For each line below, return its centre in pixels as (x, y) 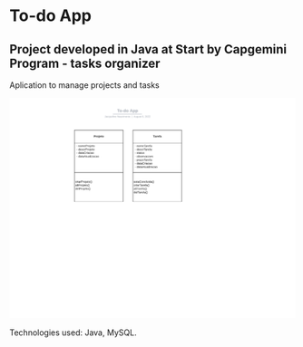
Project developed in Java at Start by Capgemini (148, 49)
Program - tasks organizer (85, 63)
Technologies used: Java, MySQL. (73, 333)
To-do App (51, 16)
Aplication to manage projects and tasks (85, 85)
